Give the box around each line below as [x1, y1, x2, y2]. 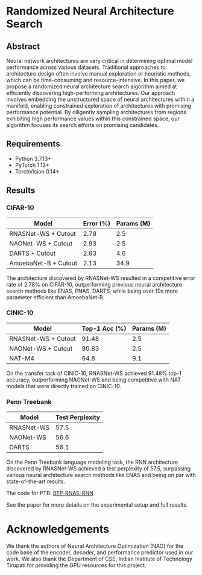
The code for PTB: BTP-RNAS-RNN [6, 490, 93, 497]
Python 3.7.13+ [14, 155, 52, 162]
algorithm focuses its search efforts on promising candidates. [6, 122, 159, 128]
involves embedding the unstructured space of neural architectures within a [6, 96, 195, 103]
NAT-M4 [9, 354, 35, 362]
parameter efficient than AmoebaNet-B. [6, 293, 105, 300]
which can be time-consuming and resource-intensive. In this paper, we [6, 77, 185, 83]
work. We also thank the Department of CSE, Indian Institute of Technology [6, 555, 193, 563]
